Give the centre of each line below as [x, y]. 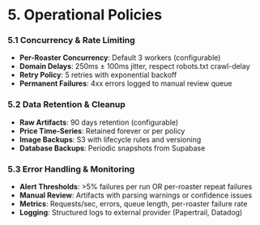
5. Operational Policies [85, 15]
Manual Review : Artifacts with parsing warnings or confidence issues [136, 195]
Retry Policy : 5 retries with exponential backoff [98, 75]
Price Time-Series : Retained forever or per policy [102, 130]
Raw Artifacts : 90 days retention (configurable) [99, 122]
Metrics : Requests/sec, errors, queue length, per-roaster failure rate [133, 204]
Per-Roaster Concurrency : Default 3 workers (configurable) [120, 57]
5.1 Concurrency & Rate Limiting [71, 40]
